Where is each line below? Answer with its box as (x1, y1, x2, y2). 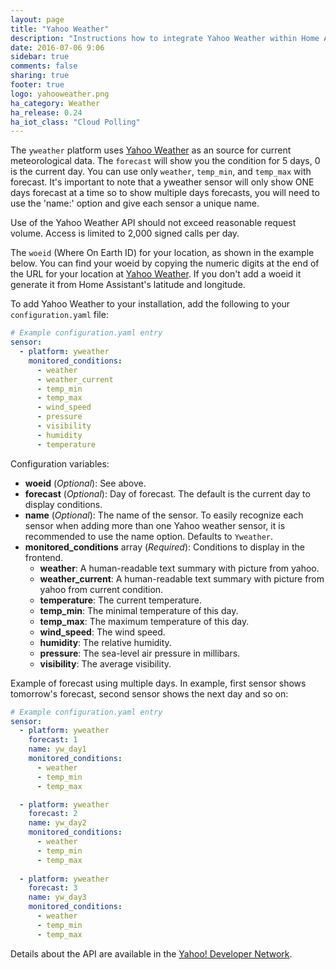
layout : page (10, 14, 65, 25)
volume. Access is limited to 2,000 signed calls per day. (10, 227, 240, 240)
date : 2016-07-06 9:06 (10, 42, 105, 53)
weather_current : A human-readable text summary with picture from (39, 572, 325, 585)
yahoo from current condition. (39, 583, 164, 595)
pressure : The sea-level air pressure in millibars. (39, 647, 241, 659)
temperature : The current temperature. (39, 594, 203, 606)
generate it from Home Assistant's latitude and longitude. (10, 279, 246, 291)
